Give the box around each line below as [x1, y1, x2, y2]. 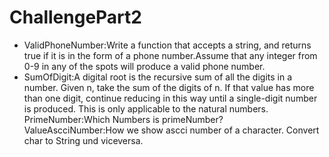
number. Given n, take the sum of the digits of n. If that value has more [23, 81, 315, 93]
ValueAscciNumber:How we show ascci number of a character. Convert [23, 124, 320, 136]
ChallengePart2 [9, 6, 142, 29]
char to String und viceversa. [23, 134, 144, 146]
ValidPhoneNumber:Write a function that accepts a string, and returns [23, 39, 312, 51]
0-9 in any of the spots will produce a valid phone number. [23, 60, 266, 72]
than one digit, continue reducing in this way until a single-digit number [23, 92, 318, 104]
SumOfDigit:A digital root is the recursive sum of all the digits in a [23, 71, 292, 83]
